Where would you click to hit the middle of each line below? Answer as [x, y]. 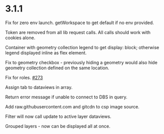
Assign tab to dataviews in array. [39, 87]
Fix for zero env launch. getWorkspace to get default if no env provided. [80, 23]
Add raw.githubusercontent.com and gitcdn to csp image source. [72, 106]
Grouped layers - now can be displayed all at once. [58, 126]
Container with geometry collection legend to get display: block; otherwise [82, 47]
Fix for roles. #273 [24, 77]
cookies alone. [20, 38]
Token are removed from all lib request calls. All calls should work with [78, 32]
